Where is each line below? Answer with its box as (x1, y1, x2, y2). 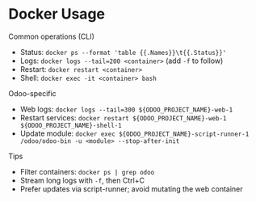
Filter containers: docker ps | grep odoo (19, 166, 155, 176)
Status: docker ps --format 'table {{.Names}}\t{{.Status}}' (19, 47, 227, 57)
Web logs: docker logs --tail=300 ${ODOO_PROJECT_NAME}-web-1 (19, 104, 233, 114)
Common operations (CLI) (8, 32, 95, 41)
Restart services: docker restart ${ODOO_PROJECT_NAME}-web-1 (19, 112, 228, 122)
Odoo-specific (8, 88, 57, 98)
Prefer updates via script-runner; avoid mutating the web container (19, 183, 244, 194)
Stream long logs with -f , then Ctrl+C (19, 175, 145, 185)
